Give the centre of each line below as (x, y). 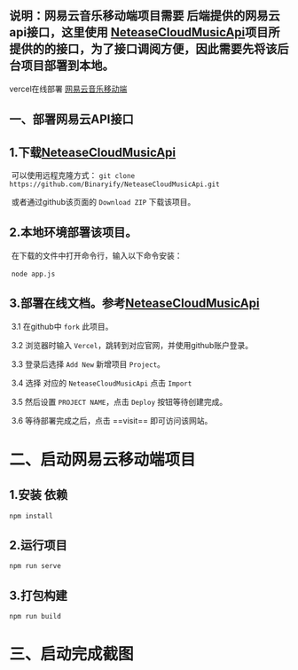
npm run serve (35, 566)
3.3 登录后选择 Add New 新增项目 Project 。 (88, 364)
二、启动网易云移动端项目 (103, 460)
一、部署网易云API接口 (72, 119)
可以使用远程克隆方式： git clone (73, 175)
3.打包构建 (39, 595)
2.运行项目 (39, 545)
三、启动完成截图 (72, 654)
